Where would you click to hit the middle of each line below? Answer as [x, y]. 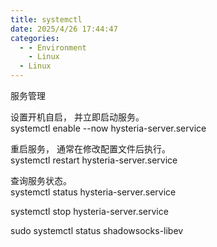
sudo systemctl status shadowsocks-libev [97, 230]
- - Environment [53, 47]
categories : [35, 38]
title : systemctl [46, 19]
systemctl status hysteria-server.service [93, 192]
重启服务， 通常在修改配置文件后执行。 [90, 149]
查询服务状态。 [41, 180]
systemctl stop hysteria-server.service [89, 211]
